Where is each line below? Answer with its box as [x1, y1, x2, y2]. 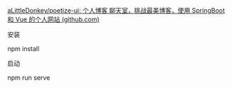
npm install [7, 45, 40, 53]
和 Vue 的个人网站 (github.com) [7, 15, 100, 23]
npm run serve [7, 73, 51, 82]
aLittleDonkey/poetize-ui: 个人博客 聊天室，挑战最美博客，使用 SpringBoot [7, 6, 226, 14]
